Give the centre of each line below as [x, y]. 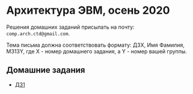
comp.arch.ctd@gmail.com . [38, 33]
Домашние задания [46, 70]
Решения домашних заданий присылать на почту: [70, 27]
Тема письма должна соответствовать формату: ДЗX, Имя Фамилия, [96, 45]
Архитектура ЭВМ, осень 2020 [88, 10]
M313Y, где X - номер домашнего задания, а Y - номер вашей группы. [97, 51]
